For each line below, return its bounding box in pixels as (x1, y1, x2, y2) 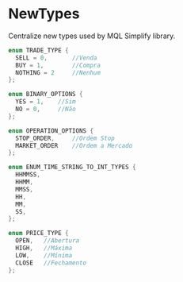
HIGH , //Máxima (15, 244, 73, 253)
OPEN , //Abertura (15, 237, 80, 245)
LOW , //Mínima (15, 251, 73, 259)
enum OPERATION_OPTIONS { (8, 126, 93, 135)
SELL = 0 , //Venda (15, 53, 97, 62)
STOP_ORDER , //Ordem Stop (15, 134, 115, 142)
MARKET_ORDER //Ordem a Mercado (15, 141, 133, 149)
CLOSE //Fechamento (15, 259, 87, 267)
